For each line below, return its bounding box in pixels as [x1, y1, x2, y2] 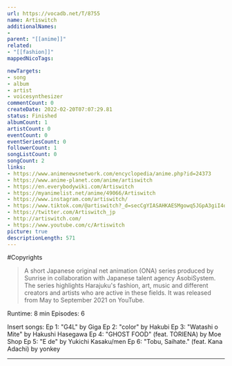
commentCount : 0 [7, 99, 54, 107]
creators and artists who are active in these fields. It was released [23, 289, 212, 297]
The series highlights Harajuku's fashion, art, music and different [23, 281, 209, 290]
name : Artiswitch [7, 17, 57, 23]
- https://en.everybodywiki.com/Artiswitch [7, 183, 135, 190]
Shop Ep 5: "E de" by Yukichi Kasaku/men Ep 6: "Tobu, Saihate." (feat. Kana [7, 338, 223, 346]
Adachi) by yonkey [7, 345, 61, 353]
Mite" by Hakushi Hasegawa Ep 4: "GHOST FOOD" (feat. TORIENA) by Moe [7, 330, 222, 338]
